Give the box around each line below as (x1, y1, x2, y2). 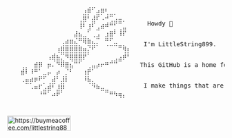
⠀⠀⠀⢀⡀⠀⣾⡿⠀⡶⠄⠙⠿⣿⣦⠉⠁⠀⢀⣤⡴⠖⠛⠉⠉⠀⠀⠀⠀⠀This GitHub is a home (7, 61, 217, 68)
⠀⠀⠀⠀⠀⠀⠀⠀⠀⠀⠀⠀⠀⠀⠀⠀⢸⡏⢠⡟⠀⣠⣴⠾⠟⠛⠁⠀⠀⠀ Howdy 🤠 (7, 20, 173, 27)
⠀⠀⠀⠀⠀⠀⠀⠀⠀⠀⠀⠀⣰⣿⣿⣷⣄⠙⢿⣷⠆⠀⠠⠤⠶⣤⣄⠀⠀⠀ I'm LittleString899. (7, 41, 217, 48)
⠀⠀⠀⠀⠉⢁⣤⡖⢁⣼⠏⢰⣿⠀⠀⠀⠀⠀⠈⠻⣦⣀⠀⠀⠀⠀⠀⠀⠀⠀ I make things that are (7, 82, 224, 89)
